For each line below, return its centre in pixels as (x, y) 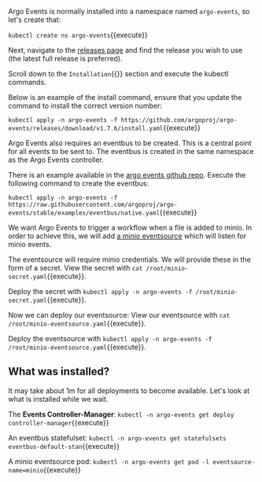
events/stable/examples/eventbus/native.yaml (84, 213)
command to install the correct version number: (85, 106)
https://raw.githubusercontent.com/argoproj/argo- (93, 204)
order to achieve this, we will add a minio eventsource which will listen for (127, 236)
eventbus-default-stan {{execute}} (64, 446)
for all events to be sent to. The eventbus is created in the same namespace (131, 151)
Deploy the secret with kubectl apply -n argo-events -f (100, 291)
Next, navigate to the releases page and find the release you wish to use (125, 50)
